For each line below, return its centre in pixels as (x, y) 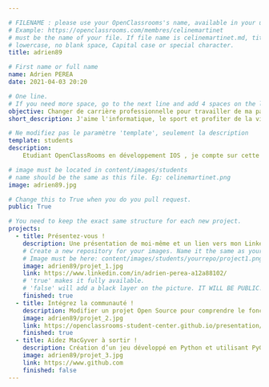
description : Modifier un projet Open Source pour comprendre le (134, 310)
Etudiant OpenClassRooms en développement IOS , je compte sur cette (141, 155)
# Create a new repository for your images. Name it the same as (134, 251)
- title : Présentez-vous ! (60, 236)
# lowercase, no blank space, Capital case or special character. (121, 45)
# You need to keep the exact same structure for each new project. (125, 221)
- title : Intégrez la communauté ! (75, 303)
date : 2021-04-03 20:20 (48, 82)
